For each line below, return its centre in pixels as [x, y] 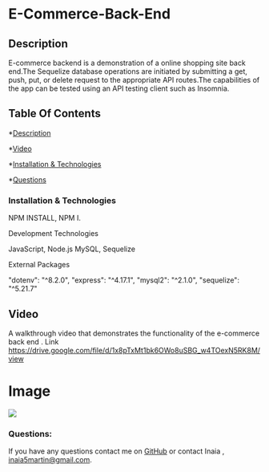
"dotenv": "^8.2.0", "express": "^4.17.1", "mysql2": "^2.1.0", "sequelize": [124, 280]
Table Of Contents [55, 114]
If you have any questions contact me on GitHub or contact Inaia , [116, 451]
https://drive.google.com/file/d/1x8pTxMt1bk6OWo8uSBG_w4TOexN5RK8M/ [134, 350]
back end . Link [34, 341]
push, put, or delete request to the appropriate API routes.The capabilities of [134, 80]
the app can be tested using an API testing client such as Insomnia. [119, 88]
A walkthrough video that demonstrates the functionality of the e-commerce [134, 333]
